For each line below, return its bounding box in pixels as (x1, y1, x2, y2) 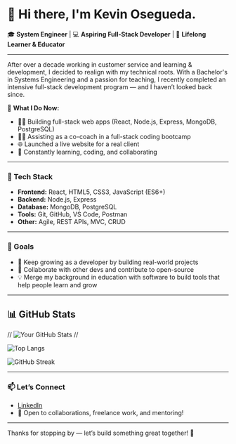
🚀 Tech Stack (7, 171, 53, 181)
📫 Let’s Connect (7, 382, 65, 392)
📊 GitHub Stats (7, 308, 76, 320)
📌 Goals (7, 242, 34, 252)
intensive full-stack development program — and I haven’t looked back (7, 82, 212, 91)
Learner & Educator (7, 40, 65, 48)
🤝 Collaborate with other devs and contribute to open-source (17, 265, 195, 273)
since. (7, 90, 25, 98)
